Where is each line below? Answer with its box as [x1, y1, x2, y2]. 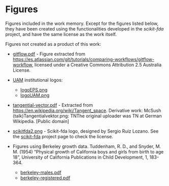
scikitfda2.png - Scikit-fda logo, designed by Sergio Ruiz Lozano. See [12, 128, 159, 134]
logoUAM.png [20, 92, 50, 98]
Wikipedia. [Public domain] [12, 118, 70, 124]
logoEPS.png [20, 86, 48, 92]
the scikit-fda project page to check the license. [12, 133, 114, 139]
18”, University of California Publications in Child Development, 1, [12, 154, 149, 160]
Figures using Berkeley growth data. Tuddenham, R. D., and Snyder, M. [12, 143, 161, 149]
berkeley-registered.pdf [20, 174, 70, 181]
